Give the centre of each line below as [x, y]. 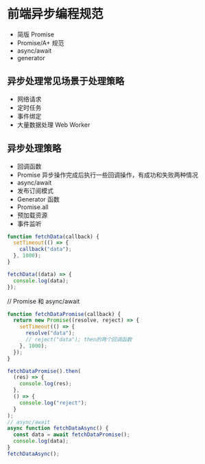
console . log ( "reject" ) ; [53, 403]
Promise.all [33, 207]
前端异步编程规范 [56, 14]
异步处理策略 [34, 148]
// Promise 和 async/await [44, 301]
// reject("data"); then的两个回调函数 [79, 340]
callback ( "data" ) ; [46, 249]
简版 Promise [36, 34]
